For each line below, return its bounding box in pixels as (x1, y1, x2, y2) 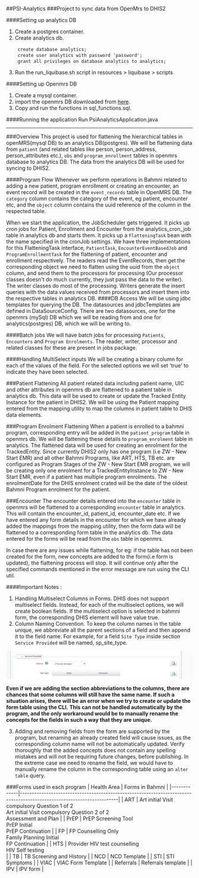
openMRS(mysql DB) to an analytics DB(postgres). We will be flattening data (6, 140, 192, 146)
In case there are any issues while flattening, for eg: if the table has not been (6, 547, 193, 554)
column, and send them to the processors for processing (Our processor (6, 270, 184, 277)
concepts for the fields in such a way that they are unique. (6, 717, 152, 724)
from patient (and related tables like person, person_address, (6, 145, 157, 153)
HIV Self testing (6, 847, 44, 854)
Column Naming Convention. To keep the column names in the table (14, 620, 181, 627)
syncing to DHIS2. (6, 164, 50, 172)
